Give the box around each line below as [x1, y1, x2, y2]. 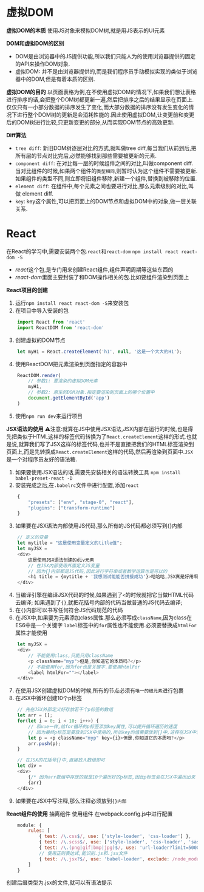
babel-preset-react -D [15, 475, 73, 482]
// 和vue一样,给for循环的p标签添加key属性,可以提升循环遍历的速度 [28, 723, 178, 729]
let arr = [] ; [17, 712, 53, 718]
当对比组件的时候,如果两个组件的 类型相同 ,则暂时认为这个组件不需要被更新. [15, 167, 198, 174]
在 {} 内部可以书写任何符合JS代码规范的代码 [15, 607, 123, 614]
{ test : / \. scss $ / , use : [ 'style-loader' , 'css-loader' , [38, 839, 186, 845]
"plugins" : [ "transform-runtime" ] [28, 505, 115, 511]
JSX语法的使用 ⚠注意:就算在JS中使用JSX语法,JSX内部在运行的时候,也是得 [6, 425, 193, 432]
